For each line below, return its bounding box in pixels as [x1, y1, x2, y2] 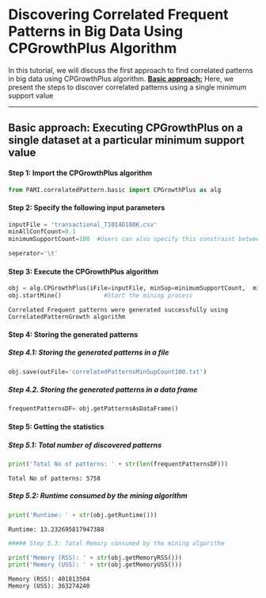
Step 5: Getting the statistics [8, 422, 104, 431]
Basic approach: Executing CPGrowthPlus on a [8, 121, 243, 135]
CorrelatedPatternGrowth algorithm [8, 313, 126, 321]
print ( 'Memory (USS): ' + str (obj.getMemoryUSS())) [8, 561, 182, 569]
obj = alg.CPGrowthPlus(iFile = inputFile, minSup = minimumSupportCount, [8, 284, 246, 293]
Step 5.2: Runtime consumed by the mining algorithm [8, 491, 188, 500]
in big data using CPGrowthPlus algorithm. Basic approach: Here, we [8, 74, 234, 83]
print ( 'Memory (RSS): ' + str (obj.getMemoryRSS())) [8, 554, 182, 562]
